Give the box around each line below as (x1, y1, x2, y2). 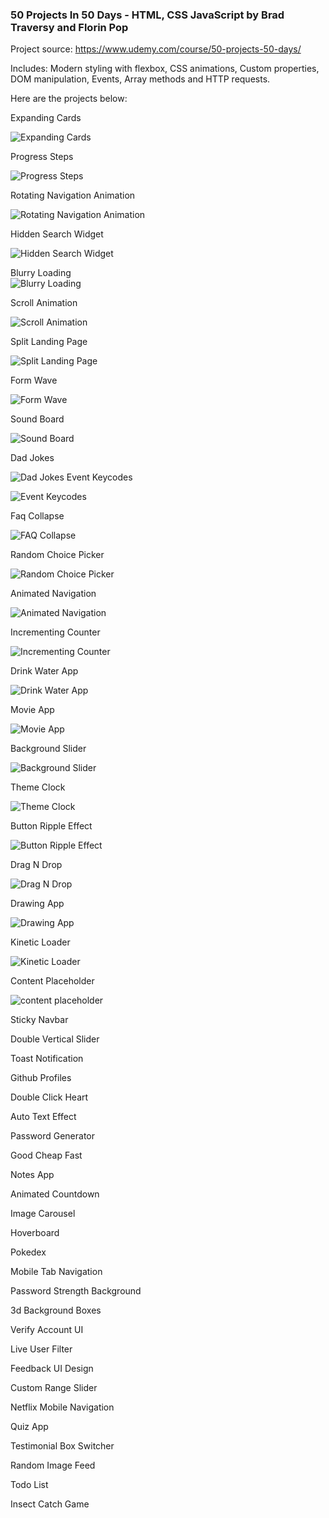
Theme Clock (10, 781, 66, 793)
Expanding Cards (10, 112, 82, 124)
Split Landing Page (10, 336, 88, 348)
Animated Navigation (10, 588, 97, 600)
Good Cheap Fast (10, 1149, 83, 1162)
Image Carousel (10, 1208, 76, 1220)
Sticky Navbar (10, 1014, 69, 1026)
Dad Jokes (10, 452, 55, 464)
